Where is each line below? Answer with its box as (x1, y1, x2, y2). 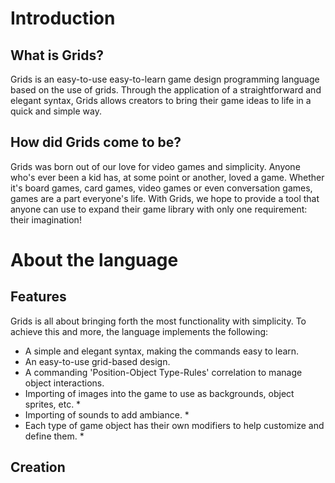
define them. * (24, 430, 85, 442)
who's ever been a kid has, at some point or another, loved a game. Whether (10, 171, 325, 183)
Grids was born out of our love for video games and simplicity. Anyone (10, 160, 301, 172)
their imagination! (10, 213, 82, 226)
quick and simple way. (10, 105, 103, 117)
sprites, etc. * (24, 398, 82, 410)
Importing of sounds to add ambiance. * (24, 408, 190, 421)
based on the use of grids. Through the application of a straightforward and (10, 84, 322, 96)
